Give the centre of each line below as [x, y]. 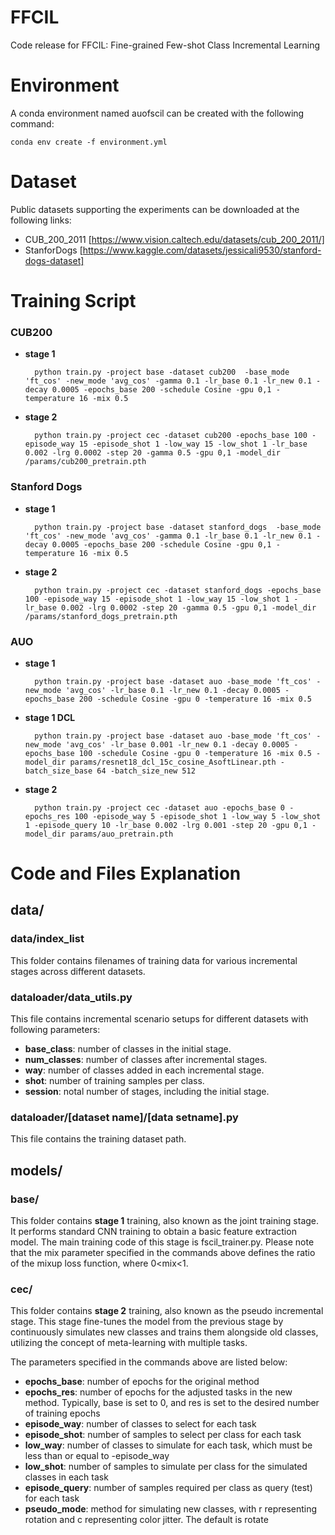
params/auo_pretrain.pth [121, 834]
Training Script [73, 301]
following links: [41, 220]
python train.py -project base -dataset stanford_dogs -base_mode [178, 527]
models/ [36, 1170]
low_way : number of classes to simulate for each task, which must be [168, 1445]
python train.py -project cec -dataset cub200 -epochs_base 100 [171, 436]
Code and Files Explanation [126, 873]
